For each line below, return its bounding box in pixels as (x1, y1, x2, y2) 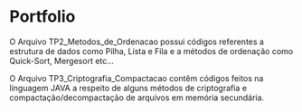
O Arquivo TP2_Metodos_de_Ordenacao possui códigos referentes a (9, 36, 265, 47)
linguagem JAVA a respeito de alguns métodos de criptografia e (9, 82, 247, 93)
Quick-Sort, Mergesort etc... (9, 55, 115, 66)
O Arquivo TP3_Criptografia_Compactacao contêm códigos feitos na (9, 72, 264, 83)
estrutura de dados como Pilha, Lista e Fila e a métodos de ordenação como (9, 45, 294, 56)
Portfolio (9, 6, 76, 27)
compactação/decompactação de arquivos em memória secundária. (9, 92, 265, 103)
